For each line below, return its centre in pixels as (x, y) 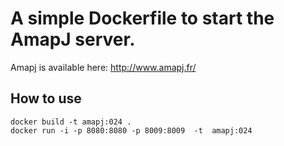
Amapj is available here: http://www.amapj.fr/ (103, 67)
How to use (46, 98)
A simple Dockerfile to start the (142, 18)
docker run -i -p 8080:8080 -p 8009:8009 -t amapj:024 (131, 130)
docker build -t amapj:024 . (71, 122)
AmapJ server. (73, 39)
